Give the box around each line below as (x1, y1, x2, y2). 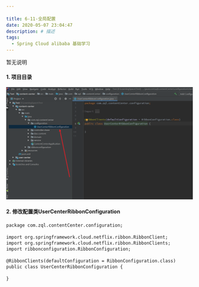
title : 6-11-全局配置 (6, 15, 56, 22)
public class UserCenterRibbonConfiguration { (6, 264, 123, 270)
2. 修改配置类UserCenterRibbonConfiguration (6, 208, 120, 215)
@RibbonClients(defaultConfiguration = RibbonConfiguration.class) (6, 258, 176, 264)
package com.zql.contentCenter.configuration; (6, 222, 123, 228)
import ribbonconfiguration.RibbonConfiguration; (6, 246, 131, 252)
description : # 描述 (6, 28, 55, 34)
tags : (6, 34, 20, 41)
